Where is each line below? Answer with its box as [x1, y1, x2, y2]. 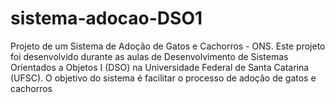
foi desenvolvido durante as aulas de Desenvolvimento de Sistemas [10, 50, 289, 62]
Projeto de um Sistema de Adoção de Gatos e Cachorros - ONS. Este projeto [10, 40, 326, 52]
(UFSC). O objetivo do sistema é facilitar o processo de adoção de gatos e [10, 72, 317, 84]
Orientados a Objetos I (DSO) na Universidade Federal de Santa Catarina [10, 61, 310, 73]
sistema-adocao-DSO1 [10, 7, 203, 30]
